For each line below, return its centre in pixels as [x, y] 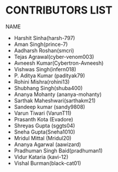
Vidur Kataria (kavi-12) [41, 157]
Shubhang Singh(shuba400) [48, 88]
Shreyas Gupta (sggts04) [45, 125]
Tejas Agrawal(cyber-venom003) [54, 57]
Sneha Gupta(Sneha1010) [45, 132]
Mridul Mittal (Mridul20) [43, 138]
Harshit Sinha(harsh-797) [45, 38]
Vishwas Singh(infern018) [45, 69]
